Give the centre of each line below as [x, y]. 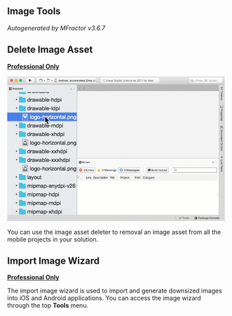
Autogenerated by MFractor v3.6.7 [56, 28]
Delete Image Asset [50, 50]
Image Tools [34, 11]
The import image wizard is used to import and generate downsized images [115, 291]
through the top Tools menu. [48, 306]
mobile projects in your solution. [53, 239]
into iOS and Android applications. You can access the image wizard [104, 298]
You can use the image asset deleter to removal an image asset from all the [114, 232]
